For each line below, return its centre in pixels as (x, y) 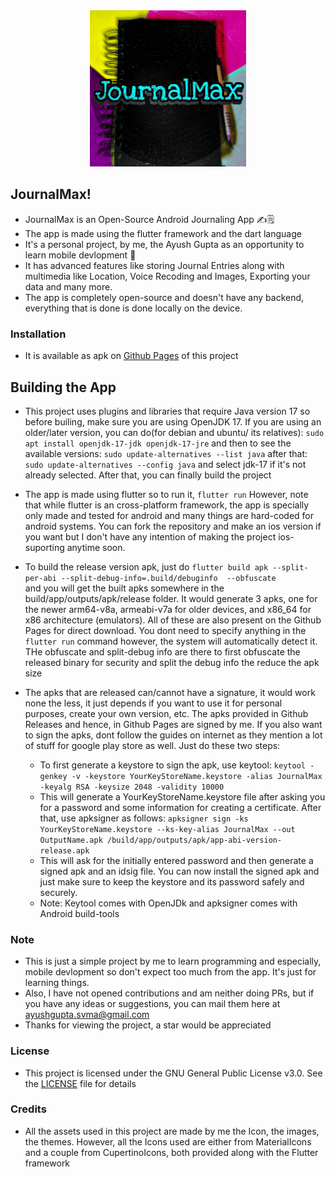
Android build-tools (79, 913)
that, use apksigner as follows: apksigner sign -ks (144, 818)
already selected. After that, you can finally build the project (148, 475)
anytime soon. (96, 547)
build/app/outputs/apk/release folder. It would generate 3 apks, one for (171, 598)
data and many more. (68, 286)
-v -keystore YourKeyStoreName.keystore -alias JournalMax (197, 776)
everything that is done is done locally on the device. (133, 308)
